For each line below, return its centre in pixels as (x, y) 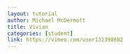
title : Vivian (28, 27)
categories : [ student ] (40, 33)
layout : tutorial (32, 14)
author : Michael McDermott (46, 20)
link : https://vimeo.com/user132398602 (65, 40)
